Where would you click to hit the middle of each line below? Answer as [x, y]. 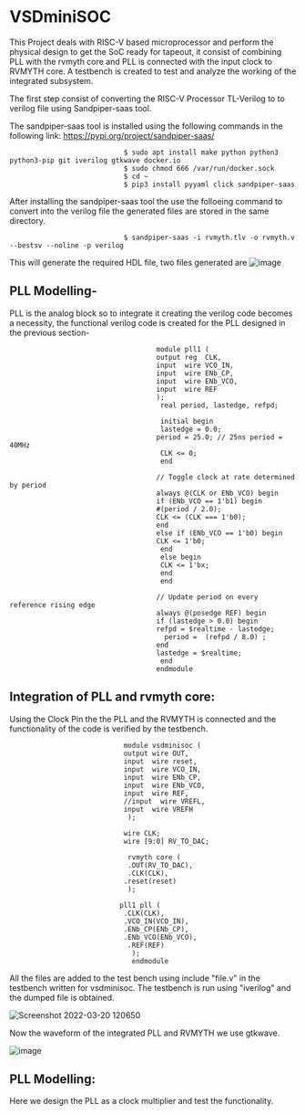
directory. [27, 220]
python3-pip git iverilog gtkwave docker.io [95, 160]
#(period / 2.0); [189, 509]
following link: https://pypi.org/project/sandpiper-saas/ [112, 135]
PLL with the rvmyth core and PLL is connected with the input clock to [141, 61]
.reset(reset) [150, 881]
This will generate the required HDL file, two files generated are [128, 262]
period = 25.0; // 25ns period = [219, 437]
